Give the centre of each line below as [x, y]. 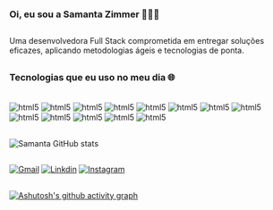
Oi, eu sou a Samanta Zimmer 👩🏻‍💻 [85, 14]
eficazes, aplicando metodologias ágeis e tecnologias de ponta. [127, 50]
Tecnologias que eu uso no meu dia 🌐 [93, 77]
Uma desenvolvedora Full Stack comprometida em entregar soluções [137, 41]
